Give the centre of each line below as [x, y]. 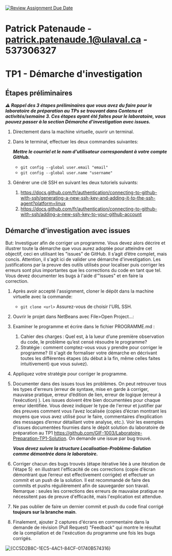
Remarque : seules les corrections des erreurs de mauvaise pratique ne [88, 491]
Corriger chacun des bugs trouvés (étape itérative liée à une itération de [89, 464]
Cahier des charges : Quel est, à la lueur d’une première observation [92, 336]
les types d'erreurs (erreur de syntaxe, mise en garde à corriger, [81, 389]
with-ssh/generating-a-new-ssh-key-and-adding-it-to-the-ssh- [88, 198]
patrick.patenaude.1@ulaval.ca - [77, 40]
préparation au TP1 [33, 433]
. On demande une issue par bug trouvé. [109, 438]
